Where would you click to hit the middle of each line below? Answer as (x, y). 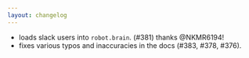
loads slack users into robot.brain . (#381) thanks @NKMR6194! (121, 37)
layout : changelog (37, 15)
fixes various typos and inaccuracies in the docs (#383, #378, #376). (130, 45)
